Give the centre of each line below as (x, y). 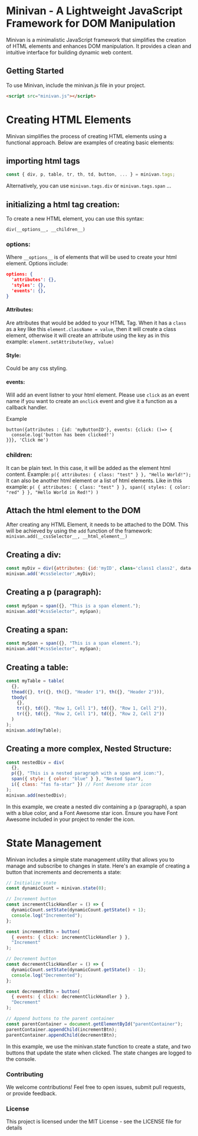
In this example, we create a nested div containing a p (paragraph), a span (96, 806)
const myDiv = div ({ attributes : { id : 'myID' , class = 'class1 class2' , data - (100, 569)
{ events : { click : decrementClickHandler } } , (71, 997)
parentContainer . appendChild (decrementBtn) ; (62, 1035)
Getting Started (35, 71)
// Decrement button (32, 959)
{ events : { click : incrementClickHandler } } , (71, 937)
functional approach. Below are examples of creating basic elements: (90, 142)
